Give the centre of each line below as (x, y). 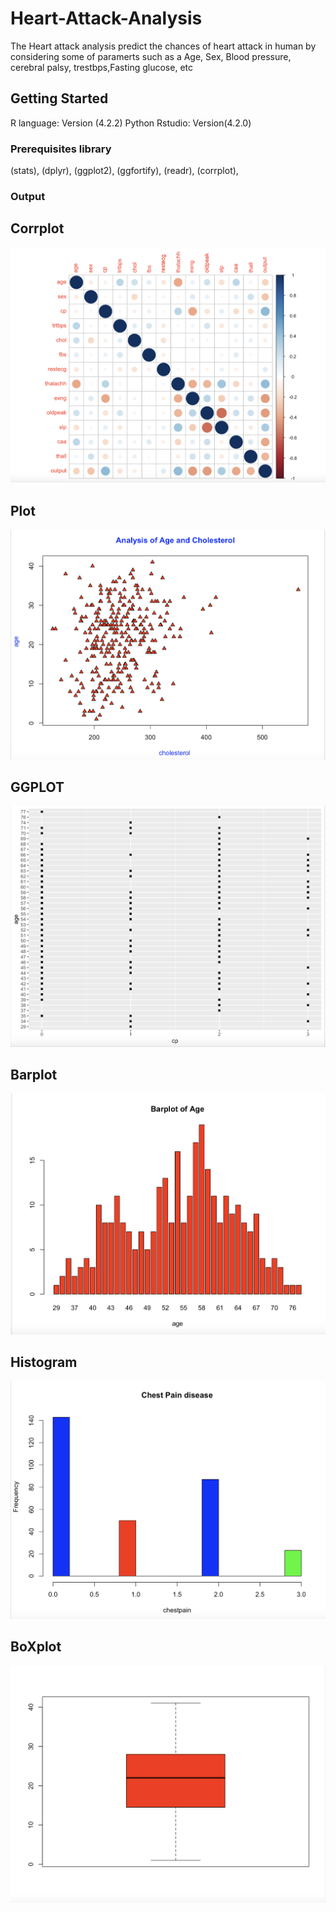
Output (28, 196)
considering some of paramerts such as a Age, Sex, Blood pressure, (151, 56)
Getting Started (59, 98)
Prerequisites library (61, 149)
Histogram (44, 1362)
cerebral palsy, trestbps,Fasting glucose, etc (101, 67)
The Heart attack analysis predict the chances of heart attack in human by (163, 46)
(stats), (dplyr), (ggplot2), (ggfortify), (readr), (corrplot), (124, 171)
